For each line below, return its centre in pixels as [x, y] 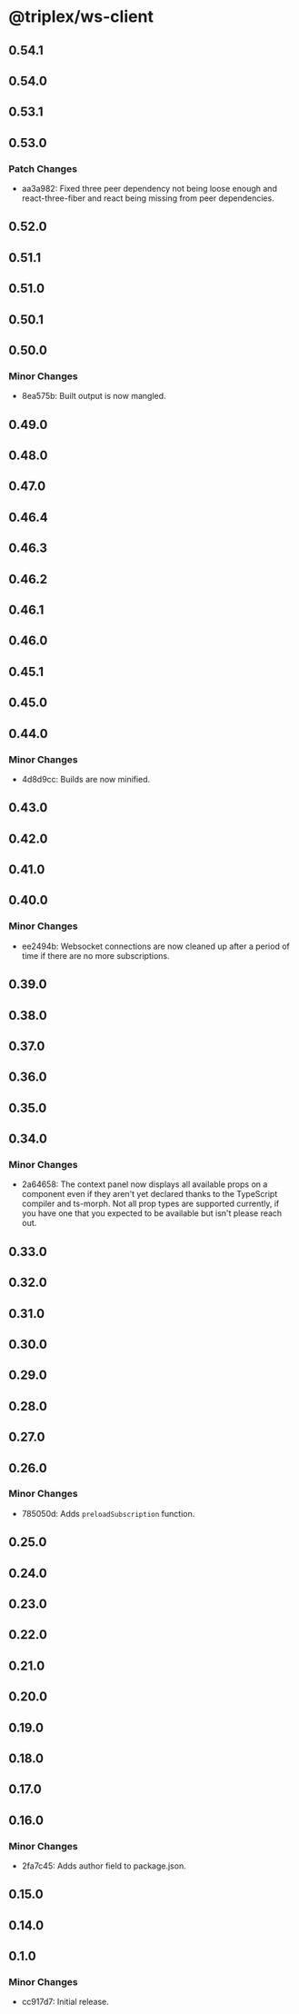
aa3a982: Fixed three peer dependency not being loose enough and [149, 189]
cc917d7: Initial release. [65, 2002]
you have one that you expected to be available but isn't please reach [152, 1213]
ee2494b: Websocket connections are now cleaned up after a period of [155, 946]
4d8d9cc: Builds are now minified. [86, 779]
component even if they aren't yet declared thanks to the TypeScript [149, 1194]
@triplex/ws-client [81, 17]
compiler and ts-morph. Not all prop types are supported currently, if [150, 1204]
